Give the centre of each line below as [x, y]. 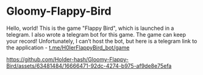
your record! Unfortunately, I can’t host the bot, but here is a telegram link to [102, 41]
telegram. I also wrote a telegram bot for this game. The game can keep [96, 34]
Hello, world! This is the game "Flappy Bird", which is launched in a [90, 28]
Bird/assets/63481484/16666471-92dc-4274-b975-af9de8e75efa [89, 66]
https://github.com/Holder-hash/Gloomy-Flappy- [68, 59]
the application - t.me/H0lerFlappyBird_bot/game [68, 48]
